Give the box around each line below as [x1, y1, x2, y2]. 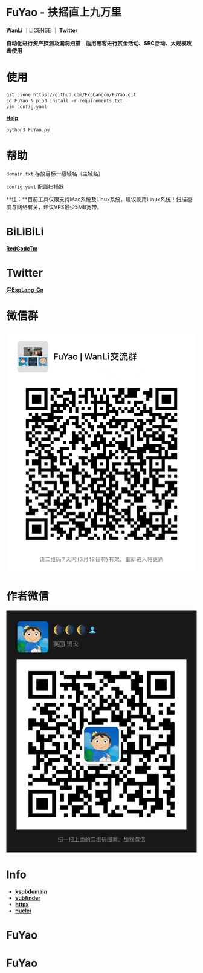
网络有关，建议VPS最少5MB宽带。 [16, 203, 103, 211]
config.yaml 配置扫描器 [6, 183, 65, 190]
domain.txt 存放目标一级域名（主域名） [6, 170, 104, 177]
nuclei [14, 907, 31, 914]
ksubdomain [14, 888, 48, 896]
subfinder [14, 894, 41, 902]
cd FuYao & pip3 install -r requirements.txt [6, 97, 123, 103]
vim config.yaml [6, 103, 47, 110]
